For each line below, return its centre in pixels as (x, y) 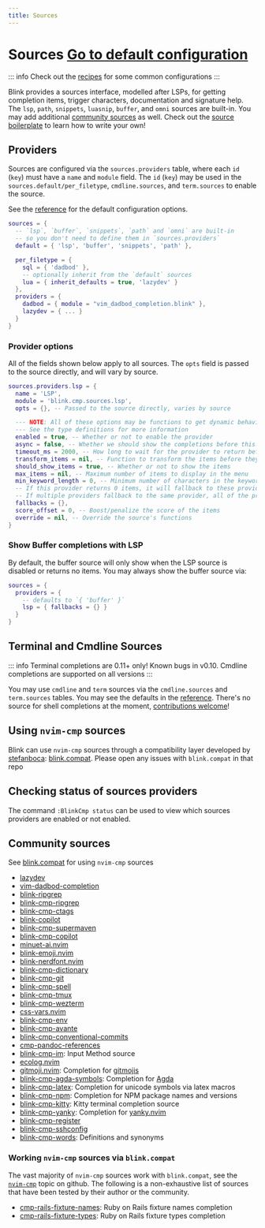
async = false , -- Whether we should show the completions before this (136, 445)
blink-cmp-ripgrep (49, 903)
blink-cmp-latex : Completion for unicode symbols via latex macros (127, 1087)
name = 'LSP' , (38, 394)
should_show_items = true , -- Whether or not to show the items (123, 466)
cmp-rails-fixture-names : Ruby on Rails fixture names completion (126, 1207)
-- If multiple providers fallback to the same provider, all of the (132, 496)
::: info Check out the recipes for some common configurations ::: (114, 77)
